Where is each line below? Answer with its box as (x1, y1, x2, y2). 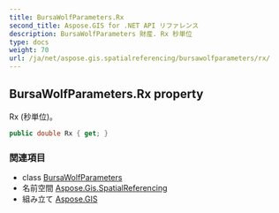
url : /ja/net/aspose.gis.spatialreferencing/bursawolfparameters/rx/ (9, 54, 271, 63)
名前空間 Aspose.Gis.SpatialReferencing (21, 182, 168, 193)
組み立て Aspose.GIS (21, 194, 98, 204)
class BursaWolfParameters (21, 171, 123, 182)
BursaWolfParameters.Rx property (9, 87, 204, 102)
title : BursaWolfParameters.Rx (9, 12, 124, 22)
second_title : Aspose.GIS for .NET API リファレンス (9, 21, 200, 30)
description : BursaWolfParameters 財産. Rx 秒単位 (9, 29, 192, 38)
